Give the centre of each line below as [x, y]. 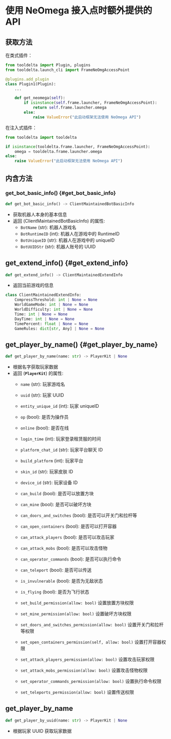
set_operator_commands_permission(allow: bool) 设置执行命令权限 [91, 681]
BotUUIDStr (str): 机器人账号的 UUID [58, 246]
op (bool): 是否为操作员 [44, 417]
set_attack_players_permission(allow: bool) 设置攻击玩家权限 [88, 659]
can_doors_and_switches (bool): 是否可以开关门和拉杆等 [79, 515]
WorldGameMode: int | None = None [51, 305]
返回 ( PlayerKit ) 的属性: [38, 373]
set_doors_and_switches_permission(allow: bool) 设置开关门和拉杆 [92, 625]
